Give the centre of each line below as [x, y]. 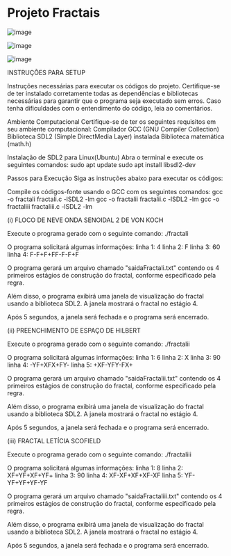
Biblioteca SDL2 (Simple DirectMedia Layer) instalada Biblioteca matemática [116, 136]
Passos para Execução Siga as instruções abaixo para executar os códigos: [115, 178]
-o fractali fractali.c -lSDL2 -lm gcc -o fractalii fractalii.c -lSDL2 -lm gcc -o [113, 199]
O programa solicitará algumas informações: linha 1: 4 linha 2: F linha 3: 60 [114, 247]
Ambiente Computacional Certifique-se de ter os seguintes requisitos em [112, 121]
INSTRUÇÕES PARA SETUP [46, 72]
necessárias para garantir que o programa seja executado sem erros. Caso [114, 101]
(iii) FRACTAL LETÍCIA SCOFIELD [54, 440]
